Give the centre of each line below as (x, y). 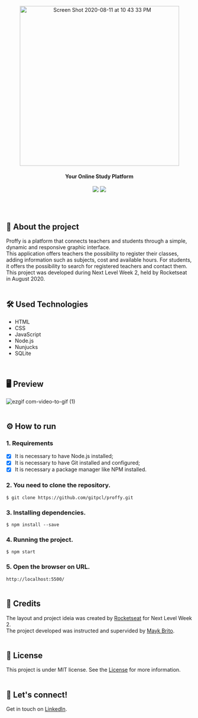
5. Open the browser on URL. (48, 567)
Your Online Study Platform (99, 176)
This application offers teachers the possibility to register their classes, (92, 254)
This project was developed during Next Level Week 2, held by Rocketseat (97, 272)
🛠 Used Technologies (47, 305)
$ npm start (21, 552)
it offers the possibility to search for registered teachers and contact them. (97, 266)
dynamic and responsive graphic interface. (58, 247)
